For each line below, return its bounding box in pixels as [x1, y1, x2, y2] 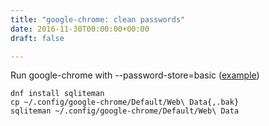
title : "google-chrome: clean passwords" [10, 14, 186, 25]
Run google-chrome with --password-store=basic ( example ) [10, 69, 260, 81]
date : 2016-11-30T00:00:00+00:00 [10, 24, 150, 34]
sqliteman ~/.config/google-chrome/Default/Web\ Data [10, 106, 240, 116]
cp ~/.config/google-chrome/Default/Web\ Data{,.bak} [10, 97, 240, 108]
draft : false [10, 33, 65, 43]
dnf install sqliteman [10, 89, 105, 99]
